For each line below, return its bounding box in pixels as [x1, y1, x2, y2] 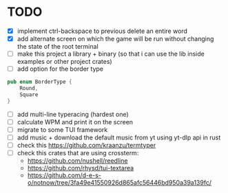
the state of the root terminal [17, 43, 99, 51]
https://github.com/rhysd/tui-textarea [27, 164, 134, 172]
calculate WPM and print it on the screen [17, 117, 133, 126]
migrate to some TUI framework [17, 125, 108, 134]
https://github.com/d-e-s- [27, 171, 101, 179]
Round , [19, 85, 39, 92]
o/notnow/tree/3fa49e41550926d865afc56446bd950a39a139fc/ [27, 179, 212, 187]
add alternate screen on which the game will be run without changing [17, 35, 214, 43]
